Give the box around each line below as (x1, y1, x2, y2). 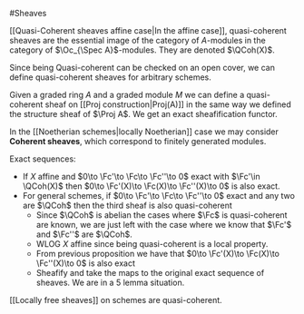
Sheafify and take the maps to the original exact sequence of (35, 268, 265, 278)
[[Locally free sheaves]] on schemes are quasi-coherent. (9, 295, 222, 305)
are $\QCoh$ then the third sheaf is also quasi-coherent (22, 200, 233, 211)
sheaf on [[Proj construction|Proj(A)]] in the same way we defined (44, 99, 292, 110)
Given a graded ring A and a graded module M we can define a (9, 90, 245, 100)
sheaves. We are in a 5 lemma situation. (35, 277, 185, 288)
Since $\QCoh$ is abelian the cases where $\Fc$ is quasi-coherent (35, 210, 288, 221)
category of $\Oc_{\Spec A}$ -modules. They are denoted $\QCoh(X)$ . (9, 44, 275, 55)
